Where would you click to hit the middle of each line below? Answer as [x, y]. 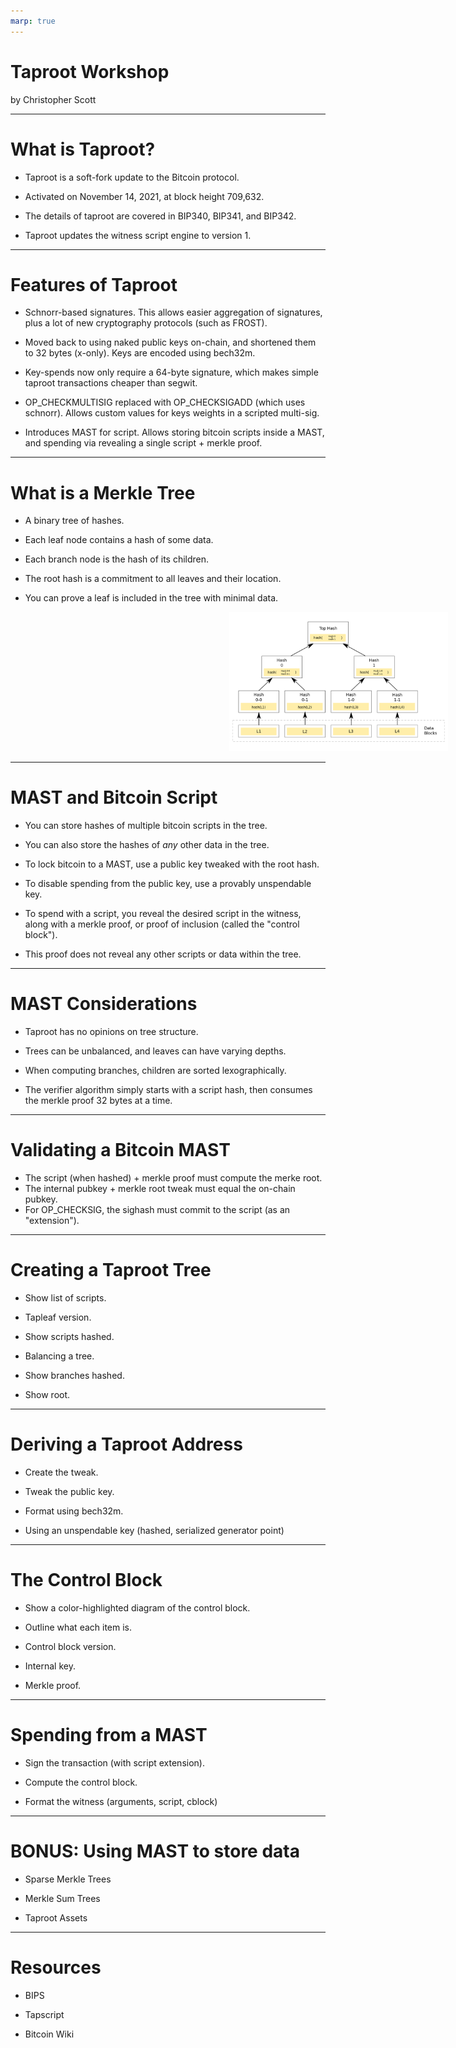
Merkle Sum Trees [62, 1898]
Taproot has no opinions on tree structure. [111, 1032]
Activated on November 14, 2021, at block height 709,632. [144, 196]
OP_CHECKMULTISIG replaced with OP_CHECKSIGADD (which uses [165, 402]
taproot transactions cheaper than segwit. [111, 383]
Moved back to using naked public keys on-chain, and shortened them [170, 342]
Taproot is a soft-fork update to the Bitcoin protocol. [132, 177]
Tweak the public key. [69, 1491]
